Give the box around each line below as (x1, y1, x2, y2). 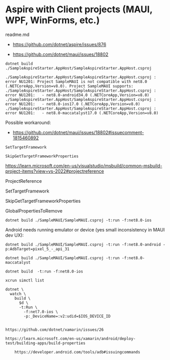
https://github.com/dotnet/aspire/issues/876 (12, 41, 106, 47)
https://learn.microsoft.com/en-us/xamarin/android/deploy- (5, 336, 136, 341)
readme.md (5, 31, 30, 37)
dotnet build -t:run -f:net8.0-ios (5, 269, 83, 274)
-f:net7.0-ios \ (23, 309, 58, 314)
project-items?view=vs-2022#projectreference (5, 168, 104, 174)
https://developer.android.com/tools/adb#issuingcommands (14, 349, 140, 354)
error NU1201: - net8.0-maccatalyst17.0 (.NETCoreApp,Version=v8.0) (5, 110, 159, 116)
